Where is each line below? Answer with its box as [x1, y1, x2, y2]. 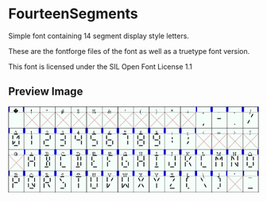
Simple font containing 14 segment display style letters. [8, 31, 189, 41]
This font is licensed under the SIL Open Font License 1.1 [8, 61, 193, 72]
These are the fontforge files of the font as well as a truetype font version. [8, 46, 250, 56]
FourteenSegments [8, 5, 139, 23]
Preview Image [8, 85, 83, 99]
